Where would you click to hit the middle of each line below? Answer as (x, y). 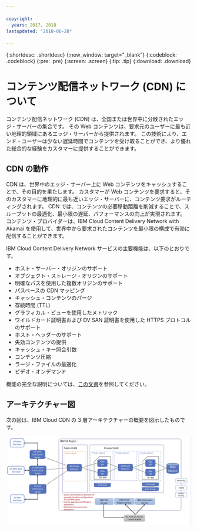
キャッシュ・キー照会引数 (46, 349)
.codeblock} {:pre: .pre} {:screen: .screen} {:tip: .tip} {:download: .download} (98, 61)
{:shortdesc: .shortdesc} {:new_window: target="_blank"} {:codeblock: (92, 55)
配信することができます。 (37, 235)
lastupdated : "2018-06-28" (39, 31)
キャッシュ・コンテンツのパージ (53, 297)
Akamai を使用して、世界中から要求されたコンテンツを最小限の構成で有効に (98, 228)
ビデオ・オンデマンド (40, 371)
